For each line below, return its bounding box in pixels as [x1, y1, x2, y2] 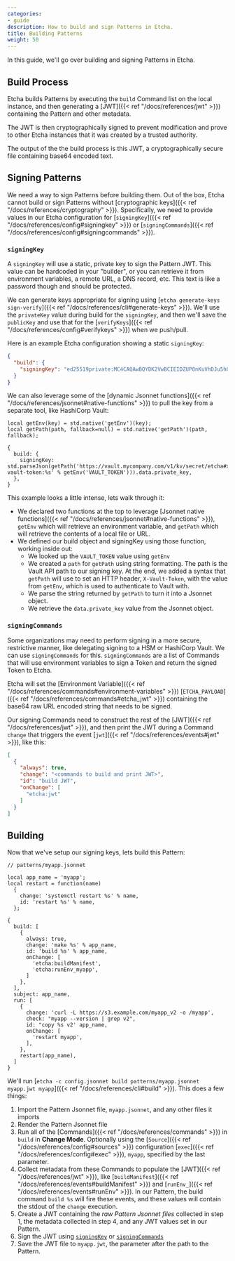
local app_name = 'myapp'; [7, 874, 86, 881]
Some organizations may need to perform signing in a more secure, [7, 636, 201, 645]
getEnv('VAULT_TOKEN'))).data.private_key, [63, 469, 192, 476]
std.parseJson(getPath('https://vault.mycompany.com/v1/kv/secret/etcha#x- [7, 463, 233, 470]
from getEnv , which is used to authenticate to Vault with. [27, 582, 190, 590]
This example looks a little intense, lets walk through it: [7, 494, 165, 502]
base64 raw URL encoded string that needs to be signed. [7, 701, 173, 710]
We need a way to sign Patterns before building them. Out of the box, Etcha [7, 190, 225, 199]
